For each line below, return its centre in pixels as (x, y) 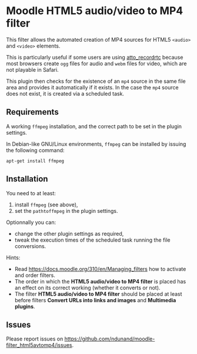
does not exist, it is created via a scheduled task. (65, 93)
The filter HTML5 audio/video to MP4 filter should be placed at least (98, 294)
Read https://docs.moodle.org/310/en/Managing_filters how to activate (100, 269)
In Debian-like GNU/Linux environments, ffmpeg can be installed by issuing (96, 144)
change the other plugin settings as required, (69, 233)
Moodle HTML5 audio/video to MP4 (95, 11)
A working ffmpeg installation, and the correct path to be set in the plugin (94, 126)
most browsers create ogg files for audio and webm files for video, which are (96, 64)
